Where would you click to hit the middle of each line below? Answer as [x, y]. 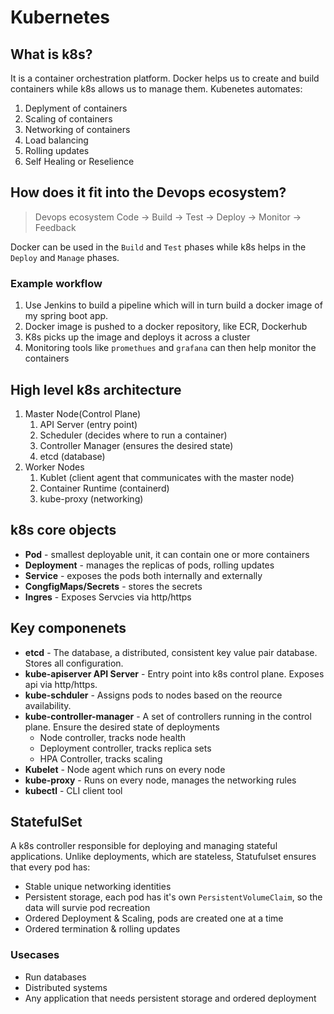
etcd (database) [72, 456]
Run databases [55, 977]
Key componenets [68, 628]
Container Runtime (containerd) [104, 488]
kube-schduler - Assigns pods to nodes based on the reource [153, 695]
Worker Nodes [54, 467]
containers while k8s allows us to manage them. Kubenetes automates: [156, 89]
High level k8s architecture [96, 389]
